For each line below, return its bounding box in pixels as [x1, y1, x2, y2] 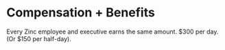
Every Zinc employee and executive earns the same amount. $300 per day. [6, 27, 219, 36]
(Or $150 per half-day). [6, 34, 71, 42]
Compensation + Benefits [6, 5, 155, 21]
